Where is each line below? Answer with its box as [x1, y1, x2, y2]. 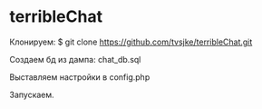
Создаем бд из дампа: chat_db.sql [9, 54, 141, 64]
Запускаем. [9, 89, 54, 100]
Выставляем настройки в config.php [9, 71, 150, 83]
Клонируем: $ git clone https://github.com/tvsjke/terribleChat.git [9, 36, 253, 47]
